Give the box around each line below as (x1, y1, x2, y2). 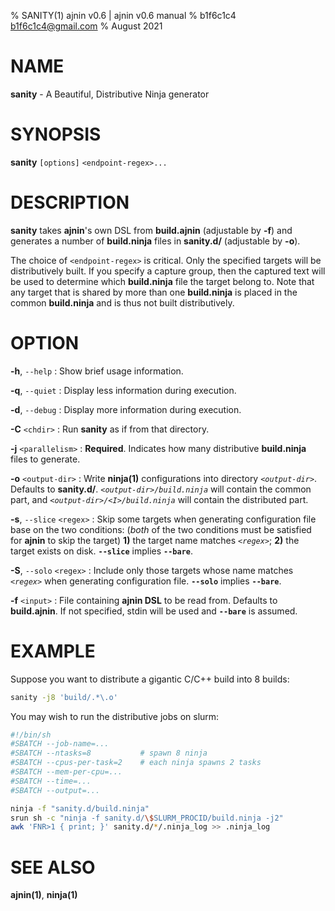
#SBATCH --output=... (10, 785, 101, 795)
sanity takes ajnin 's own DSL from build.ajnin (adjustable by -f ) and (10, 224, 293, 236)
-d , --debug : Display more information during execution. (10, 403, 242, 415)
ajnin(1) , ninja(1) (10, 889, 78, 901)
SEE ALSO (10, 856, 96, 879)
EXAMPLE (10, 640, 96, 662)
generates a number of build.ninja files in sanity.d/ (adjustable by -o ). (10, 235, 301, 247)
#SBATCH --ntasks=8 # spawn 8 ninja (10, 748, 208, 759)
